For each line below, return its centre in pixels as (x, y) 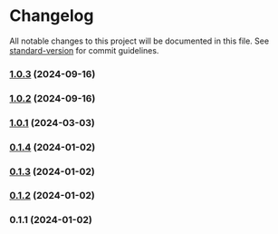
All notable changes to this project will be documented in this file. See (139, 41)
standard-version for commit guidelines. (84, 50)
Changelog (52, 16)
